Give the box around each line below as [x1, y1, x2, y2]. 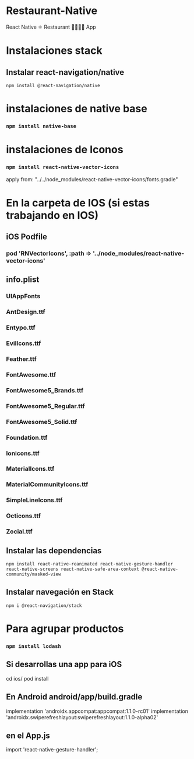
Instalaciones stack [6, 44, 103, 57]
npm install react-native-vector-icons [6, 164, 119, 171]
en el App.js [6, 730, 51, 740]
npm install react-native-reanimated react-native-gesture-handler [6, 561, 174, 567]
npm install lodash [6, 643, 61, 650]
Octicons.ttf [6, 512, 41, 520]
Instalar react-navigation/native [6, 67, 125, 77]
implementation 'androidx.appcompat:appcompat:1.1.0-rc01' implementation [6, 708, 188, 715]
